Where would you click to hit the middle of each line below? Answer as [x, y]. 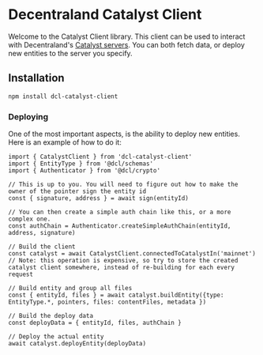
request [21, 274]
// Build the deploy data [51, 315]
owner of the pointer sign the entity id [77, 191]
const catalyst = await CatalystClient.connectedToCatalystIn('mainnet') [132, 253]
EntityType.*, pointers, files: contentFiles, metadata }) [107, 302]
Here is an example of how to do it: [65, 142]
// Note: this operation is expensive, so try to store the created [123, 260]
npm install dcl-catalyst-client [63, 96]
